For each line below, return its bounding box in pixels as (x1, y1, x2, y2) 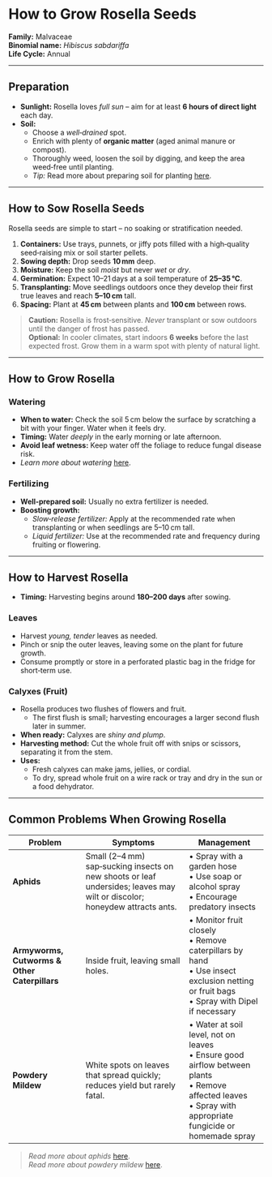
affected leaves (189, 1089, 249, 1101)
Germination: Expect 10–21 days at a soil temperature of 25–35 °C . (19, 273, 243, 283)
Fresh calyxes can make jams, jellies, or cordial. (32, 764, 192, 774)
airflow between (189, 1059, 251, 1071)
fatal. (85, 1089, 105, 1101)
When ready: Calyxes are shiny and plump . (19, 729, 166, 739)
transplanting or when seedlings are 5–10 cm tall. (32, 522, 195, 532)
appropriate (189, 1110, 234, 1121)
